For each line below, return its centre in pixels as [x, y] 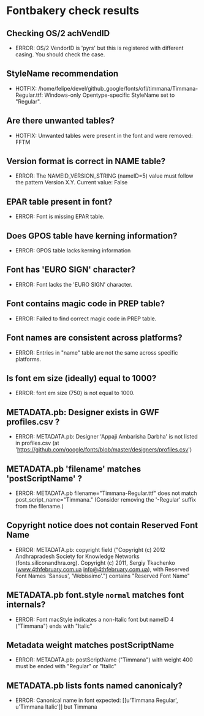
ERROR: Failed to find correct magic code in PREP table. [86, 318]
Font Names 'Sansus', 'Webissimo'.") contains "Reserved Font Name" [102, 576]
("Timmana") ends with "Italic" [54, 626]
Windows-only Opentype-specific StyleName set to [110, 95]
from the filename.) [40, 506]
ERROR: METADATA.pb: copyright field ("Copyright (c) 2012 [90, 549]
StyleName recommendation [62, 74]
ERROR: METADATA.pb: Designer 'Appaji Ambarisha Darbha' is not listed [106, 437]
